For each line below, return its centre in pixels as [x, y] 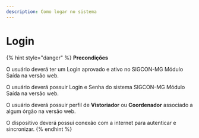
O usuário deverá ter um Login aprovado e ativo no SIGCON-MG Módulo [95, 69]
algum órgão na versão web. [41, 111]
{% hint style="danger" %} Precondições [57, 58]
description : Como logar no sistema [51, 12]
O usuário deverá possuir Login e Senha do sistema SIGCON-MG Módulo [96, 87]
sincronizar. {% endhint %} [39, 129]
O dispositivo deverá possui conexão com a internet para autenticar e [91, 123]
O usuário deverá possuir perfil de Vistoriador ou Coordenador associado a [99, 105]
